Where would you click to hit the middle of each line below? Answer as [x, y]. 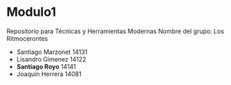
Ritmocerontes [27, 38]
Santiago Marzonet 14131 [52, 52]
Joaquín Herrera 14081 [49, 74]
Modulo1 [31, 12]
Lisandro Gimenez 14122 [51, 59]
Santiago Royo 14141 [46, 66]
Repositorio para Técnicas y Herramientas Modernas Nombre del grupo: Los [115, 31]
